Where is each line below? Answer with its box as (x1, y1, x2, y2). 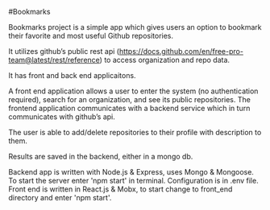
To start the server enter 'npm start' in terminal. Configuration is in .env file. (8, 176, 260, 185)
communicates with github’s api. (8, 112, 115, 121)
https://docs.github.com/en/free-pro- (118, 47, 244, 56)
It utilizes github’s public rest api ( (8, 47, 119, 56)
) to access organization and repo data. (99, 56, 231, 64)
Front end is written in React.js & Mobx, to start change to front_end (8, 184, 233, 194)
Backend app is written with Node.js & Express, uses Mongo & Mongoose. (8, 167, 254, 176)
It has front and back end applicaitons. (8, 71, 136, 80)
